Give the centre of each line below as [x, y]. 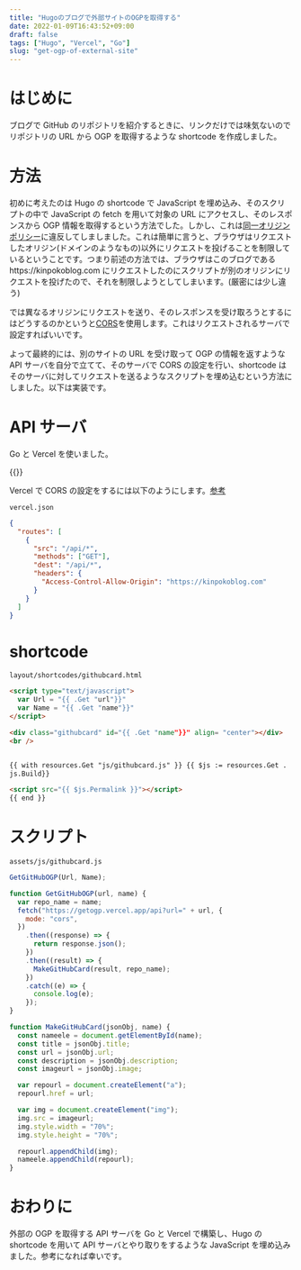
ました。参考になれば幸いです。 [68, 1256]
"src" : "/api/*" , [66, 549]
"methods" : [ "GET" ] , [71, 557]
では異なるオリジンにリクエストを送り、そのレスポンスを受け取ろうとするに [150, 312]
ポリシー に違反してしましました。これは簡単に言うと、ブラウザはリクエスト [151, 236]
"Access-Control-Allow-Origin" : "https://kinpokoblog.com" [155, 582]
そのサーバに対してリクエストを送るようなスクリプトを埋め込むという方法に [151, 376]
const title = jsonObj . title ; [74, 1044]
